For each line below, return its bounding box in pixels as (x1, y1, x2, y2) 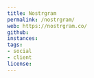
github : (7, 28, 30, 36)
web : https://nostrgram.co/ (7, 22, 88, 29)
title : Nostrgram (7, 9, 57, 17)
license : (7, 60, 32, 67)
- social (7, 48, 32, 55)
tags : (7, 41, 23, 48)
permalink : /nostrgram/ (7, 16, 75, 23)
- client (7, 54, 32, 61)
